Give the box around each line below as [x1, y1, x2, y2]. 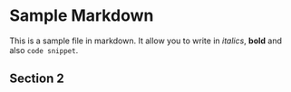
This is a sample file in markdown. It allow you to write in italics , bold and [9, 35, 283, 46]
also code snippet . [9, 44, 79, 55]
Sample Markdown [9, 5, 154, 26]
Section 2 [9, 71, 65, 87]
